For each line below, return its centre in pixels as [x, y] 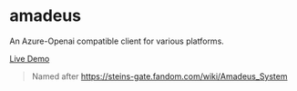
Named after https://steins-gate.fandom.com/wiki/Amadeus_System [159, 76]
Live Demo [30, 58]
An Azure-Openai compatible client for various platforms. [117, 41]
